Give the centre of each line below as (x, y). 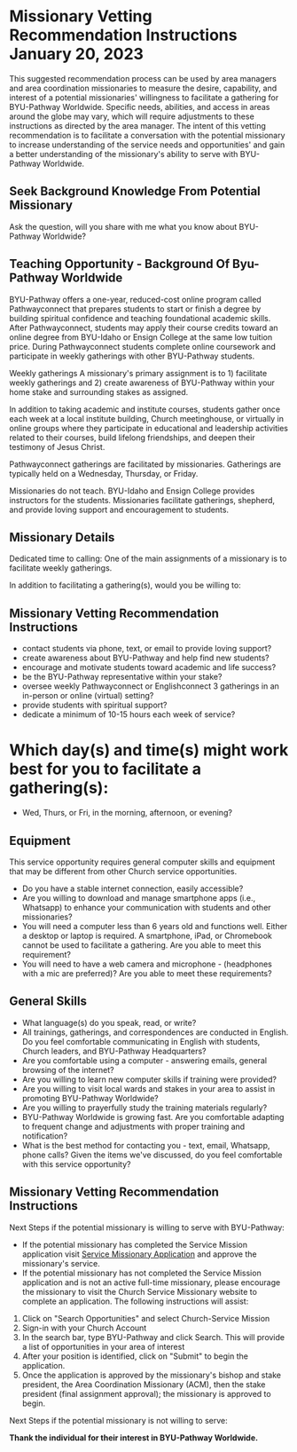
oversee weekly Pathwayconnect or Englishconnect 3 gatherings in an (150, 686)
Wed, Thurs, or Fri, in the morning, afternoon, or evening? (127, 813)
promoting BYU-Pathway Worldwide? (90, 1098)
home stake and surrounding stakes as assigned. (99, 391)
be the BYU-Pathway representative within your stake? (122, 677)
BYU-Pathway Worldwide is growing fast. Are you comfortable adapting (153, 1117)
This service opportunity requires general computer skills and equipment (142, 862)
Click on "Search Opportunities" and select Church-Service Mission (146, 1318)
